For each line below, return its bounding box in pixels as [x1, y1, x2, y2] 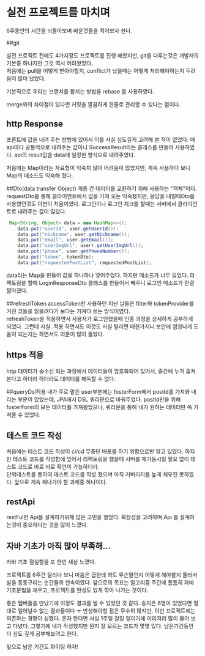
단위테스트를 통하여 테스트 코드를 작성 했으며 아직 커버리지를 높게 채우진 [6, 471, 178, 478]
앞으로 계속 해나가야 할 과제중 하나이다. [14, 478, 108, 486]
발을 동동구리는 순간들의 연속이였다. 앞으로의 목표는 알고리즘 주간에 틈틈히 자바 [6, 579, 195, 586]
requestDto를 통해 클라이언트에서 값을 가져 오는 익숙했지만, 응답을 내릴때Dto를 [6, 192, 195, 199]
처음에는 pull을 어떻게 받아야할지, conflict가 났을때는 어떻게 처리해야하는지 [6, 67, 185, 74]
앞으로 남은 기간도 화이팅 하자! [6, 643, 78, 650]
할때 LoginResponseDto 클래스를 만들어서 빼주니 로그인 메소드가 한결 [27, 279, 195, 286]
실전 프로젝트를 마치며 [6, 6, 110, 20]
